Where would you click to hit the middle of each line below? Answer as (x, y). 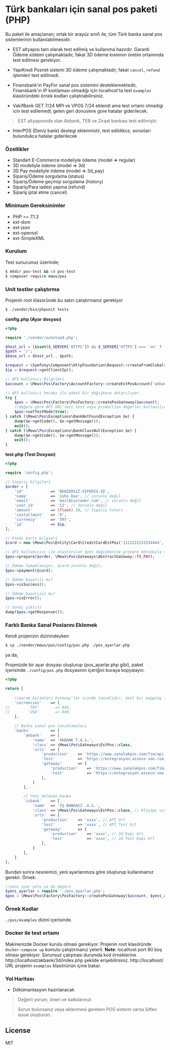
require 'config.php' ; (29, 473)
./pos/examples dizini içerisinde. (39, 920)
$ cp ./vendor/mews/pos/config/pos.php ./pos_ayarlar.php (68, 645)
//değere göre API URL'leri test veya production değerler (78, 407)
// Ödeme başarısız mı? (30, 593)
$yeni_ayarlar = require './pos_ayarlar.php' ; (55, 891)
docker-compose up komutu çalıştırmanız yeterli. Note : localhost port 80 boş (84, 949)
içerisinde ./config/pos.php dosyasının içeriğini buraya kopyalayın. (75, 670)
